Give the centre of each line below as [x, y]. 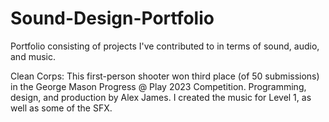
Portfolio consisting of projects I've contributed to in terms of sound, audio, [165, 46]
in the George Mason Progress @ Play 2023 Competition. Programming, [158, 86]
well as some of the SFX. [61, 108]
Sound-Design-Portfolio [112, 18]
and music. [33, 56]
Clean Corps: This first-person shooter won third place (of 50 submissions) [165, 76]
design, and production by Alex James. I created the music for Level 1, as [161, 97]
